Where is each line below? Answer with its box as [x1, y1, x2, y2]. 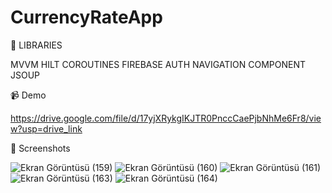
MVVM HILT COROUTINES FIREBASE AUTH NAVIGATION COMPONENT [10, 58, 307, 70]
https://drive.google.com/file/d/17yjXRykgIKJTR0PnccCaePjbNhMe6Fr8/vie [10, 112, 322, 124]
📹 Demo [10, 89, 47, 101]
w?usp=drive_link [10, 122, 83, 135]
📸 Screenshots [10, 142, 71, 154]
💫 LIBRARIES [10, 39, 63, 51]
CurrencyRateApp [10, 6, 163, 29]
